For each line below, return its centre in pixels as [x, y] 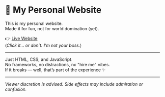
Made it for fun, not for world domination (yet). [52, 28]
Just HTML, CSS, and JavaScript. [39, 59]
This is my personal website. [34, 23]
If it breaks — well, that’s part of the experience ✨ [55, 70]
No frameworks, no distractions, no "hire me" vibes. [58, 64]
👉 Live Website [21, 38]
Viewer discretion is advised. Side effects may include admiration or [74, 84]
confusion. [16, 89]
